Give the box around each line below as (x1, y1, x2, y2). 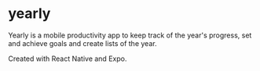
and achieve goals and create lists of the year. (8, 38, 157, 48)
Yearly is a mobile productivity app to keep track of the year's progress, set (8, 30, 252, 40)
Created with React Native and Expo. (8, 54, 127, 63)
